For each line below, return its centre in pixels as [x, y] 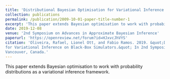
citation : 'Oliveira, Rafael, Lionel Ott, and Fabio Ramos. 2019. [77, 43]
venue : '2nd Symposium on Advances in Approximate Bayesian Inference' [82, 33]
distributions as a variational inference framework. [58, 71]
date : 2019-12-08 [24, 29]
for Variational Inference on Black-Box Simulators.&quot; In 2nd [77, 47]
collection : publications [32, 15]
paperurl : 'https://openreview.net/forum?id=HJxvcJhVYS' [67, 38]
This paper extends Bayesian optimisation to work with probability [74, 66]
